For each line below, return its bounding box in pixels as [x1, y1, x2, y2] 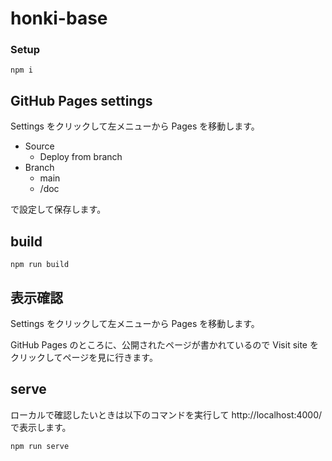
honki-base [10, 7, 108, 30]
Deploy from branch [39, 151, 123, 163]
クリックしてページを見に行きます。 [10, 351, 158, 363]
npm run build [10, 260, 70, 270]
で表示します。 [10, 421, 72, 433]
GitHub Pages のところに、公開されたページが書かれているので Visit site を [10, 338, 319, 351]
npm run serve [10, 441, 70, 451]
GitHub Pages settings [10, 92, 153, 109]
